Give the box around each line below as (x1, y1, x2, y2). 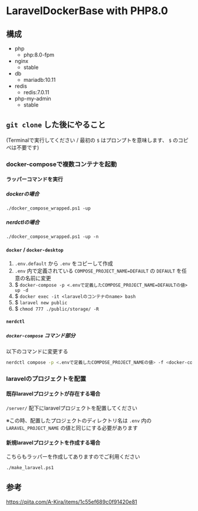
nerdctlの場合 (6, 218, 40, 225)
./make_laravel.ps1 (6, 465, 54, 471)
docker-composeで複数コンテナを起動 (6, 160, 117, 168)
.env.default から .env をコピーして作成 (14, 260, 113, 267)
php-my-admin (14, 95, 51, 102)
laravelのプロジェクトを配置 (6, 374, 87, 383)
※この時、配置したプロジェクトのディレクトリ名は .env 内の (6, 417, 152, 424)
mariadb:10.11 (23, 77, 56, 83)
